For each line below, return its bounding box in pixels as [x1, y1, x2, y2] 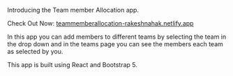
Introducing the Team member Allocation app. [7, 6, 140, 14]
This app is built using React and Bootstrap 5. [7, 61, 137, 68]
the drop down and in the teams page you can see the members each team [7, 40, 223, 48]
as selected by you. [7, 48, 63, 55]
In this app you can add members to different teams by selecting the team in [7, 32, 227, 41]
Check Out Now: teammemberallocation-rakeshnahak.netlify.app [7, 19, 194, 27]
